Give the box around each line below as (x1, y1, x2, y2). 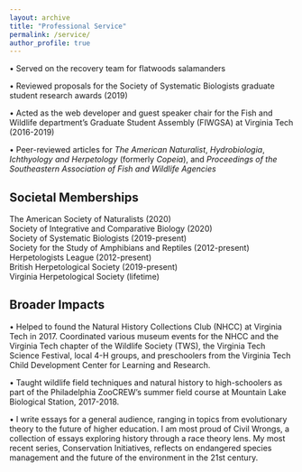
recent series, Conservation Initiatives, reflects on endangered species (9, 442, 272, 453)
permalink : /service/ (9, 30, 91, 39)
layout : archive (9, 13, 70, 23)
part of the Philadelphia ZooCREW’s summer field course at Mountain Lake (9, 386, 287, 397)
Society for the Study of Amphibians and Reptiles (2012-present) (9, 243, 250, 254)
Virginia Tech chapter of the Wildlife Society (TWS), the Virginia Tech (9, 340, 266, 351)
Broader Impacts (9, 297, 105, 312)
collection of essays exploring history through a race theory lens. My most (9, 432, 286, 443)
